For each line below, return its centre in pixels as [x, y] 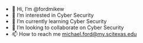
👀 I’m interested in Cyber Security [53, 15]
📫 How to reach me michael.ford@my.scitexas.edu [74, 34]
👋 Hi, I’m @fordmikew [38, 9]
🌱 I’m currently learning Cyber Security [59, 21]
